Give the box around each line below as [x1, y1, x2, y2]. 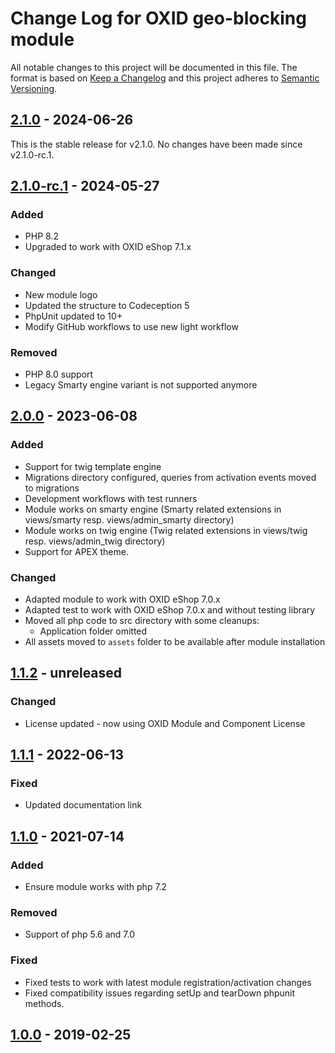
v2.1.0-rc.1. [10, 148, 55, 161]
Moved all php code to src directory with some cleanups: [24, 615, 260, 627]
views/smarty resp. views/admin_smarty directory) [24, 513, 235, 526]
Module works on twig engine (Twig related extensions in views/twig [24, 524, 308, 536]
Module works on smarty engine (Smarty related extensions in [24, 503, 282, 515]
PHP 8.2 [24, 230, 59, 242]
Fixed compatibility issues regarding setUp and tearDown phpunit [24, 987, 296, 999]
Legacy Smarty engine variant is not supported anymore [24, 379, 258, 391]
